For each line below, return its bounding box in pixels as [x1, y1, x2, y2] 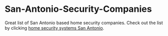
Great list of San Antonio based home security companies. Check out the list [5, 20, 163, 26]
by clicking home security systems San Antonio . [5, 25, 104, 31]
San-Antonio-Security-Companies [5, 3, 152, 15]
